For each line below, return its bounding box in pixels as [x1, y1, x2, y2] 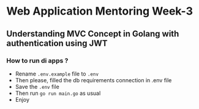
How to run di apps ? [6, 56, 69, 65]
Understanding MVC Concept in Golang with [6, 29, 179, 39]
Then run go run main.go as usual [15, 90, 101, 97]
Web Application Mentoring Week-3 [6, 4, 193, 18]
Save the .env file [15, 83, 59, 90]
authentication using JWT [6, 38, 108, 48]
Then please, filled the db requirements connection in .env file [15, 76, 172, 83]
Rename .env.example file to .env [15, 70, 99, 77]
